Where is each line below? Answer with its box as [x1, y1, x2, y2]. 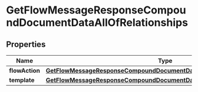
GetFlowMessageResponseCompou [6, 4, 187, 17]
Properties [6, 39, 46, 49]
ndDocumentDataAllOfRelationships [6, 16, 189, 29]
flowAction [9, 67, 40, 74]
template [9, 76, 35, 84]
